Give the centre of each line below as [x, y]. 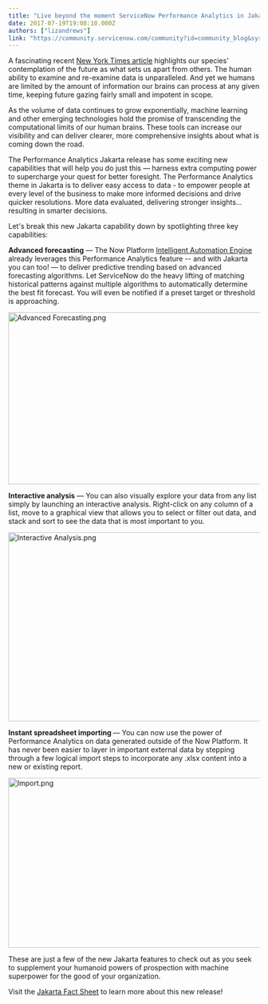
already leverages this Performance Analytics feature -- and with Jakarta [128, 259]
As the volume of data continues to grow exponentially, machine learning [128, 110]
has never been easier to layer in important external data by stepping [122, 750]
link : [17, 38]
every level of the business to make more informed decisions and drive [125, 194]
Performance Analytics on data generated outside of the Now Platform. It [128, 742]
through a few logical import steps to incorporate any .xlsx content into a [128, 758]
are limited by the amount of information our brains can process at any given [134, 86]
